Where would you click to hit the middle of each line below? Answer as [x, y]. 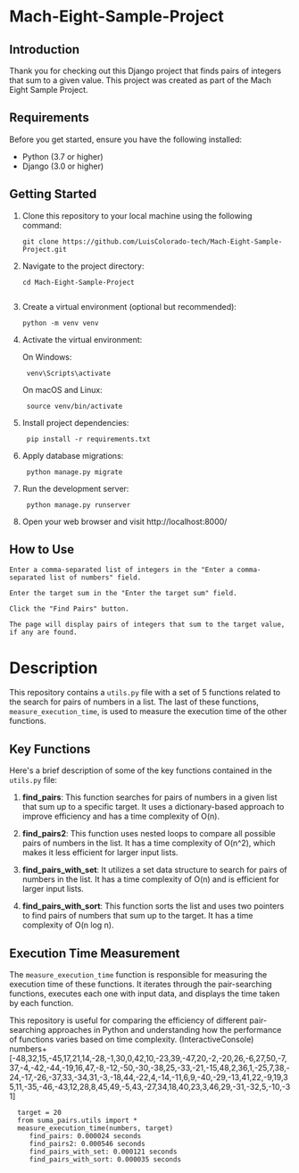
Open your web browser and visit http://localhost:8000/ [125, 521]
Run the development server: [75, 488]
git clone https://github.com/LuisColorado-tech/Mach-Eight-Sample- [152, 241]
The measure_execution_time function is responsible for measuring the [138, 974]
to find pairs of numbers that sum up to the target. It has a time [137, 916]
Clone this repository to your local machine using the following [137, 215]
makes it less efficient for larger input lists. [100, 853]
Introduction [45, 50]
